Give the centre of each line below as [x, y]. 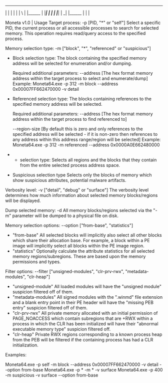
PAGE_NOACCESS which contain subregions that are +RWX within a [82, 318]
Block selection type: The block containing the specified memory [79, 58]
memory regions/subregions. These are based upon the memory [79, 256]
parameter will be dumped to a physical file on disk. [65, 216]
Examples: [16, 355]
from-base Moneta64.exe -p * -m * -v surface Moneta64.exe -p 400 [92, 370]
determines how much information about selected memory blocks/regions [81, 195]
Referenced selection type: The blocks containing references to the [82, 99]
